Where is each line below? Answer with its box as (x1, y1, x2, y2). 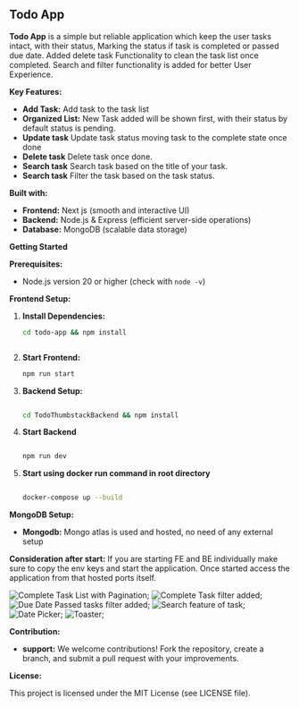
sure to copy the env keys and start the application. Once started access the (9, 563, 290, 574)
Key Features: (9, 86, 62, 97)
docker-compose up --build (21, 493, 123, 502)
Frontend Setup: (9, 293, 71, 303)
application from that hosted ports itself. (9, 573, 157, 583)
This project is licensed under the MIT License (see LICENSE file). (9, 688, 252, 699)
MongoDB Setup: (9, 509, 74, 520)
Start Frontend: (21, 352, 80, 362)
